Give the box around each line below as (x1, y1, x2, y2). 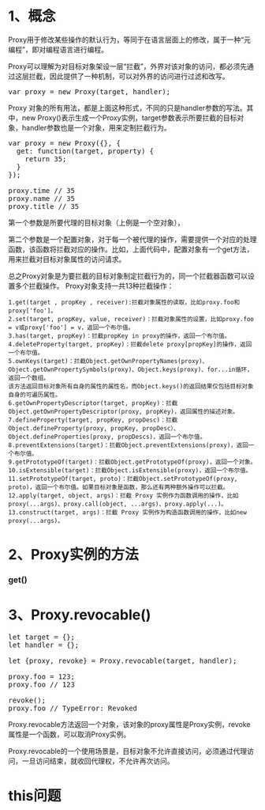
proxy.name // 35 (8, 194, 75, 202)
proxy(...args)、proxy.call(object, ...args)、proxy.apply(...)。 (8, 500, 227, 508)
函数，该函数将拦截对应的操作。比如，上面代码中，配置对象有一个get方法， (8, 244, 254, 254)
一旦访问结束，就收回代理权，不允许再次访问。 (21, 756, 174, 766)
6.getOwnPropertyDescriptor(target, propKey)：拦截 (8, 399, 178, 407)
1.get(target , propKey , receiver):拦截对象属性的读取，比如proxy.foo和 (8, 298, 241, 306)
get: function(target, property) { (16, 146, 155, 155)
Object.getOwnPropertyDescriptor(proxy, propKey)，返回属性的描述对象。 (8, 407, 239, 415)
